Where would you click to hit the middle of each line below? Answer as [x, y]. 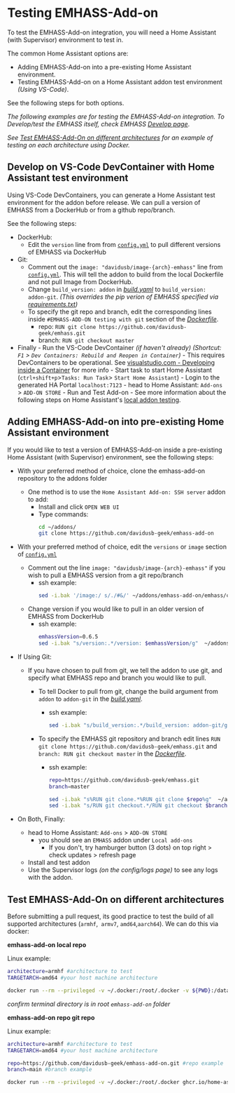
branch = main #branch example [50, 1070]
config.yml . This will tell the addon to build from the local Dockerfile [126, 274]
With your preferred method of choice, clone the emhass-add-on [111, 471]
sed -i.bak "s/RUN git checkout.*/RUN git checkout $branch [138, 806]
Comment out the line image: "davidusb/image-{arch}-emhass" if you [127, 568]
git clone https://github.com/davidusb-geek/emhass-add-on [126, 534]
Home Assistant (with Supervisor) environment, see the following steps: [111, 457]
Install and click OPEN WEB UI [79, 507]
